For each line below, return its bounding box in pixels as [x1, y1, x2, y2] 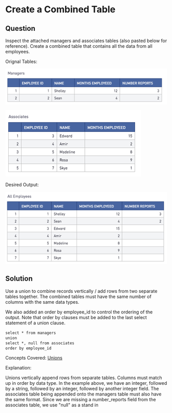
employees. [5, 49, 30, 54]
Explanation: [5, 364, 32, 370]
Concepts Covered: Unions [5, 355, 63, 361]
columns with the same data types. [5, 299, 80, 305]
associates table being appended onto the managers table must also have [5, 391, 162, 397]
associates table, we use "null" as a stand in [5, 402, 99, 408]
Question [5, 24, 35, 33]
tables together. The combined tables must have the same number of [5, 293, 151, 300]
